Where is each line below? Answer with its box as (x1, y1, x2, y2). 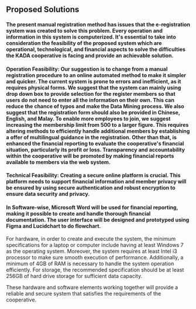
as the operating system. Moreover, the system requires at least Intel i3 (6, 248, 177, 255)
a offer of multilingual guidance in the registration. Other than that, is (6, 134, 177, 141)
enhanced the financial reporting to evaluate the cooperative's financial (6, 140, 184, 147)
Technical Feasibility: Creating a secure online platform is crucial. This (6, 172, 181, 179)
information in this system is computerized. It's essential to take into (6, 33, 177, 40)
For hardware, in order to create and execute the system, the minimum (6, 235, 176, 242)
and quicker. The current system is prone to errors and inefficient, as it (6, 78, 181, 85)
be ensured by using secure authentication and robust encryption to (6, 184, 176, 192)
